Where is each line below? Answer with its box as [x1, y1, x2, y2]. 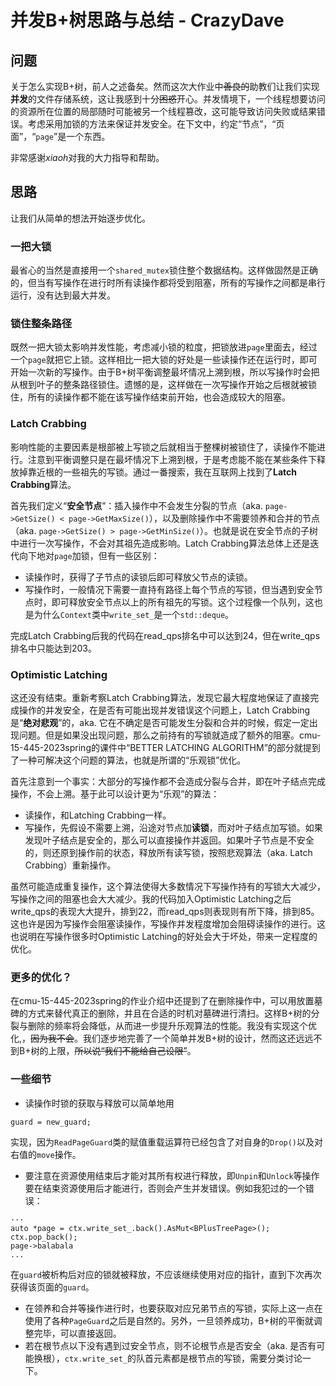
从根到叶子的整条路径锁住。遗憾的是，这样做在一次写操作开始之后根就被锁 [10, 379, 317, 391]
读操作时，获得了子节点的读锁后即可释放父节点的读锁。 [24, 571, 253, 583]
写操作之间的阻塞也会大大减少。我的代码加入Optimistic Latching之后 [10, 893, 292, 905]
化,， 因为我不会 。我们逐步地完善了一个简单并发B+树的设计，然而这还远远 [10, 1032, 314, 1045]
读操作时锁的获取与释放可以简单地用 [24, 1097, 175, 1109]
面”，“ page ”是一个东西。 [10, 131, 111, 142]
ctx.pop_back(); [10, 1232, 78, 1242]
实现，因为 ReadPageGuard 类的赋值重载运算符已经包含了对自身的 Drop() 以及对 [10, 1136, 324, 1148]
